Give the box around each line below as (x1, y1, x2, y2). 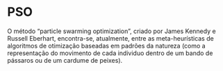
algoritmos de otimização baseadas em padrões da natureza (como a (7, 41, 206, 50)
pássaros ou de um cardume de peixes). (7, 56, 123, 64)
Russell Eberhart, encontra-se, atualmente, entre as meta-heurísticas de (7, 34, 214, 42)
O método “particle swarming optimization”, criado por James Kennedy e (7, 27, 217, 35)
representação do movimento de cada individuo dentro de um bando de (7, 49, 213, 57)
